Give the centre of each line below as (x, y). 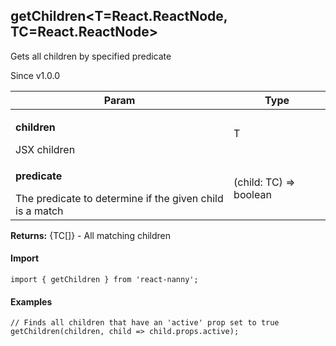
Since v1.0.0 (35, 75)
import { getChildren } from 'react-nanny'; (104, 280)
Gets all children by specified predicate (91, 56)
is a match (39, 211)
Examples (31, 301)
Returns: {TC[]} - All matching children (91, 235)
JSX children (45, 149)
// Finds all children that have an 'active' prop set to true (145, 323)
